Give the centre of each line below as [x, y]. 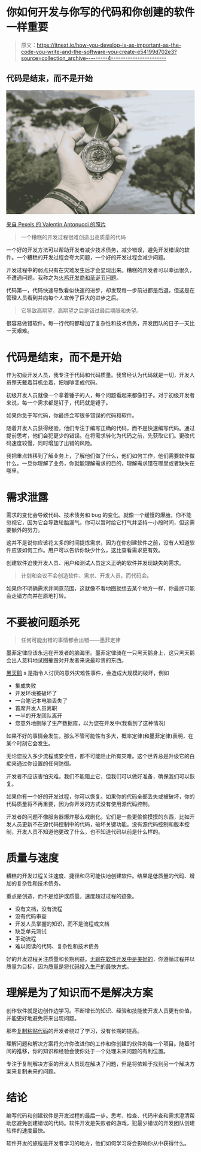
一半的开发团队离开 [39, 716]
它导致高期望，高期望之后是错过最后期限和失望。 [81, 311]
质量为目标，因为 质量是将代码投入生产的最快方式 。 [69, 967]
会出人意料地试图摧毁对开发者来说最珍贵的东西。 [66, 660]
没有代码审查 [31, 917]
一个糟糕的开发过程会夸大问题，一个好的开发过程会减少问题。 [92, 258]
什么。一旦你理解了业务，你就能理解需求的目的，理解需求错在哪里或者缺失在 [100, 463]
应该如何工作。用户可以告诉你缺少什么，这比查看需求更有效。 [87, 550]
